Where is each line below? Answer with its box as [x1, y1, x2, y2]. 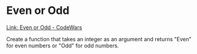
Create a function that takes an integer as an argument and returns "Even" [6, 35, 192, 42]
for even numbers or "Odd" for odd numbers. [6, 42, 119, 49]
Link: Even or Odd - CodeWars [6, 24, 82, 31]
